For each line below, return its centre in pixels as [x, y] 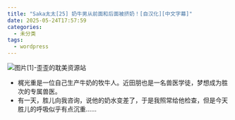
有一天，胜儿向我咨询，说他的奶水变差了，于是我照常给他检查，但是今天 [122, 100]
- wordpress [31, 47]
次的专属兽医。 [39, 91]
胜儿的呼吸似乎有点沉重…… [57, 109]
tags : [15, 40]
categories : [25, 27]
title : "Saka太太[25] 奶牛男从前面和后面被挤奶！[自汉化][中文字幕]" [100, 14]
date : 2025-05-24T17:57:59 [47, 20]
